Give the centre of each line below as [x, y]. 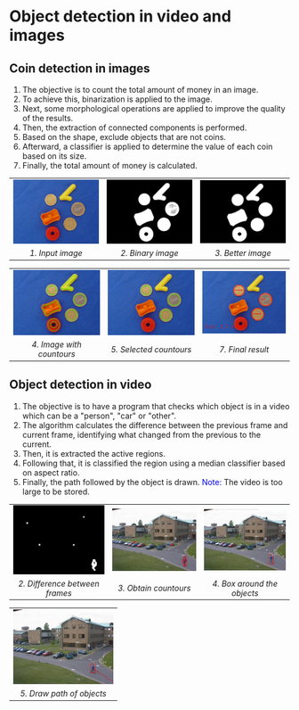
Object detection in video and [120, 17]
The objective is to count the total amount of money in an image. [140, 90]
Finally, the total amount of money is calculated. [109, 165]
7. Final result [244, 349]
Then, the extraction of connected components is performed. [134, 128]
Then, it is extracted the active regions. [94, 453]
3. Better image [243, 253]
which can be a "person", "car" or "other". [99, 416]
